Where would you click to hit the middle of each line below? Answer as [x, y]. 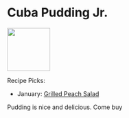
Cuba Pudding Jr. [58, 13]
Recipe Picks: [26, 80]
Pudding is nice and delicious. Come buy [65, 107]
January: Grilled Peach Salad [58, 93]
